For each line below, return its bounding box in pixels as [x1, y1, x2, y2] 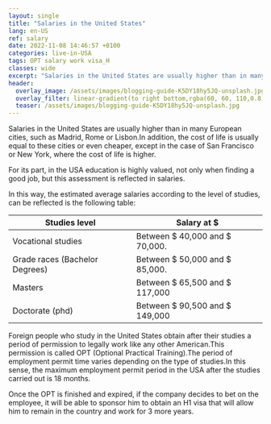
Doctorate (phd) [12, 306, 74, 317]
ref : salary [8, 34, 48, 43]
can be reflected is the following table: [8, 198, 135, 208]
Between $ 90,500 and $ [135, 300, 231, 311]
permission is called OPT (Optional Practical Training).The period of [8, 348, 233, 358]
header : [8, 79, 35, 87]
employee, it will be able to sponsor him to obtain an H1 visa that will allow [8, 398, 254, 408]
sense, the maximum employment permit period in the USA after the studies [8, 365, 261, 375]
